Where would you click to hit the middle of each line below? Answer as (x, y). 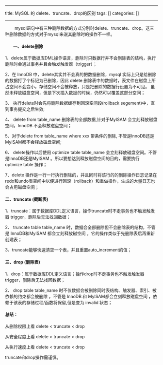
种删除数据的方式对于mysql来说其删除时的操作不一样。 (60, 34)
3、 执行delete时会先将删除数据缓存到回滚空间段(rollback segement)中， (78, 103)
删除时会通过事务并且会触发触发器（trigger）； (51, 64)
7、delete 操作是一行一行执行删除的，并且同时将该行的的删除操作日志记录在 (81, 175)
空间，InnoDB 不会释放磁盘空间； (38, 126)
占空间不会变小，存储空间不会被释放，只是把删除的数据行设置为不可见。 (77, 87)
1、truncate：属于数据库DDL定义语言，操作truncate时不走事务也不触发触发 (80, 211)
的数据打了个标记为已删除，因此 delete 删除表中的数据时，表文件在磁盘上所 (81, 80)
